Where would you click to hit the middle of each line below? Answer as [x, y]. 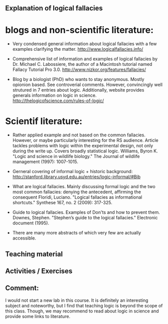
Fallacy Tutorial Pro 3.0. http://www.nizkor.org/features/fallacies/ [79, 69]
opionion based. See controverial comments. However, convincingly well [88, 85]
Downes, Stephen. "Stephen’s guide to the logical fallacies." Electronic [85, 218]
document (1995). [31, 223]
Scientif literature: [44, 121]
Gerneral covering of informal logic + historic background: [72, 172]
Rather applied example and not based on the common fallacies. [79, 135]
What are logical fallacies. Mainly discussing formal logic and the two [84, 187]
